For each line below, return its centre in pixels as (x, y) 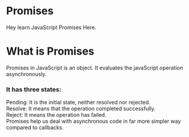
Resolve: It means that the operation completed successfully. (81, 109)
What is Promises (50, 51)
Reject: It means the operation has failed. (56, 115)
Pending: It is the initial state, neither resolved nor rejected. (78, 103)
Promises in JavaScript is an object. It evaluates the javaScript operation (94, 68)
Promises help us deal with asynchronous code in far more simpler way (94, 121)
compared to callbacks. (35, 128)
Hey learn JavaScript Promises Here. (51, 27)
